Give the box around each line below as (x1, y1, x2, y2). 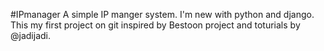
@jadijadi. (10, 30, 51, 41)
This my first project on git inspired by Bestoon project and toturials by (10, 19, 301, 31)
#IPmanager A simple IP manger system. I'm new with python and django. (10, 9, 315, 20)
